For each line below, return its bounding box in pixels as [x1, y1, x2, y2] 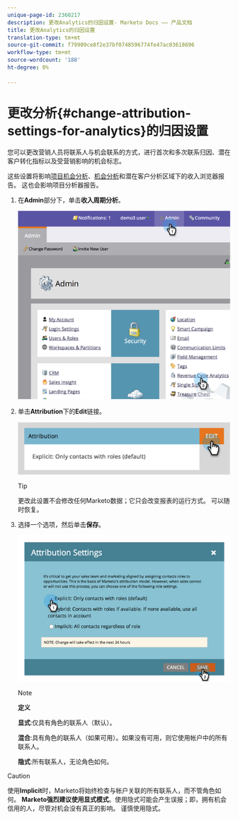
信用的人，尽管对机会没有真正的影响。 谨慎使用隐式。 [7, 803, 164, 813]
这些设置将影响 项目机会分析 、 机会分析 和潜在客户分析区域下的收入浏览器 [7, 171, 218, 180]
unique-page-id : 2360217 [7, 11, 81, 18]
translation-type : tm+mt [7, 34, 81, 41]
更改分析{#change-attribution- [7, 105, 191, 121]
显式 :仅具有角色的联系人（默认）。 [17, 718, 116, 727]
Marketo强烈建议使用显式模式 [21, 795, 109, 803]
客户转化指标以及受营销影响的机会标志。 [7, 156, 125, 165]
